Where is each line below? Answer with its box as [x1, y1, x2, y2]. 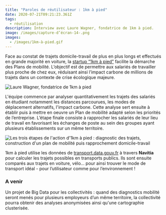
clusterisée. [5, 205, 29, 211]
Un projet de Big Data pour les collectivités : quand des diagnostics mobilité [5, 189, 160, 195]
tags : [5, 16, 16, 21]
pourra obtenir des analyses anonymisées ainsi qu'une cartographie [5, 200, 145, 206]
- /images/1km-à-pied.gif [9, 40, 63, 45]
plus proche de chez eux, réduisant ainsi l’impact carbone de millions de [5, 69, 153, 75]
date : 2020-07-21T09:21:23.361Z [5, 12, 72, 17]
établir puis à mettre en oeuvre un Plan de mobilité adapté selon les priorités [5, 109, 161, 115]
